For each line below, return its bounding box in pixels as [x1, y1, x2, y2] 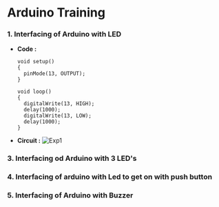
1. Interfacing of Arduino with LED [7, 30, 122, 39]
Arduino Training [7, 5, 105, 21]
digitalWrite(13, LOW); [23, 112, 92, 120]
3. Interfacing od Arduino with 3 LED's [7, 153, 137, 163]
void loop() [17, 88, 52, 96]
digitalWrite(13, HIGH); [23, 100, 95, 107]
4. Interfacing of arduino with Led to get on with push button [7, 172, 212, 182]
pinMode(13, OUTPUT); [23, 70, 86, 77]
